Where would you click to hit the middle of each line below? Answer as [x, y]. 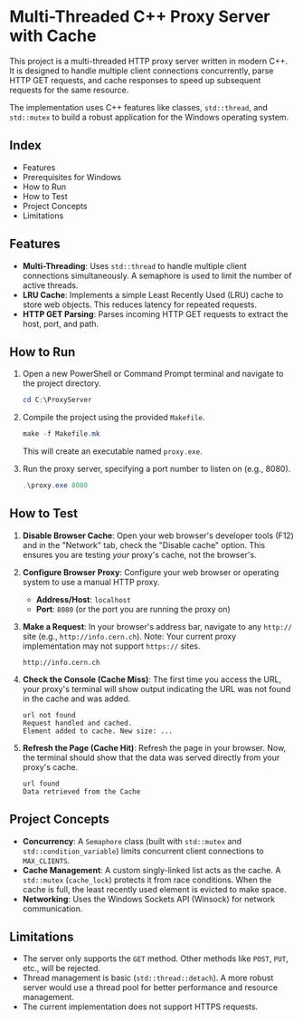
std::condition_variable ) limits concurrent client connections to [143, 851]
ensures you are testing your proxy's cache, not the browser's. [139, 554]
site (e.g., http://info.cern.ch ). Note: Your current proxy [129, 636]
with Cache [53, 36]
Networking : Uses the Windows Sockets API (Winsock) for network [149, 899]
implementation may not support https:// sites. [111, 646]
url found [41, 784]
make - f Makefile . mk [61, 434]
